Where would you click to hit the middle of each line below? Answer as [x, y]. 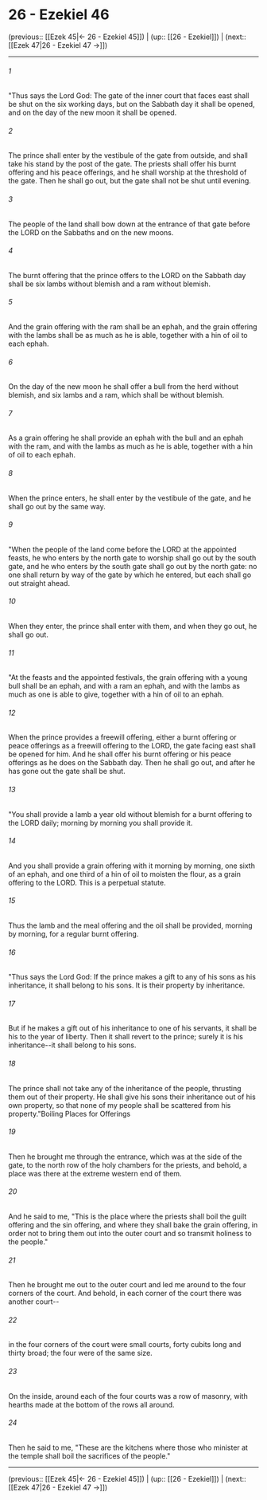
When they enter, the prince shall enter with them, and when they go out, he [133, 626]
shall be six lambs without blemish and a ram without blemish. [110, 284]
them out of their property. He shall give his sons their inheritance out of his [132, 1097]
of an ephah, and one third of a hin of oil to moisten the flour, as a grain [124, 874]
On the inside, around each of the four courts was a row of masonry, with [128, 1396]
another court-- [34, 1302]
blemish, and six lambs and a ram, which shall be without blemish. [116, 395]
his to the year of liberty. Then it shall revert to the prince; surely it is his [126, 1037]
